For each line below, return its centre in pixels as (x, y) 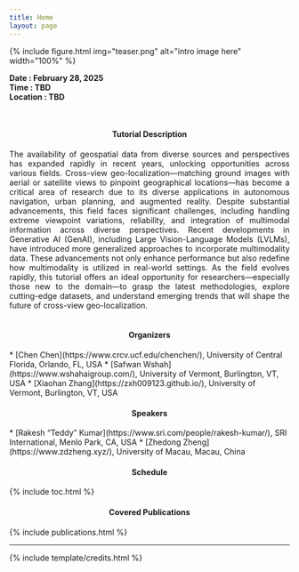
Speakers (149, 413)
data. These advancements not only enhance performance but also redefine (149, 258)
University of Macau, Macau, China (181, 452)
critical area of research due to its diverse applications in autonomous (149, 191)
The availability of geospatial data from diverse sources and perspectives (149, 154)
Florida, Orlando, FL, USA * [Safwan (75, 364)
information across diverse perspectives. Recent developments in (149, 230)
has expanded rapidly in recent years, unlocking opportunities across (149, 163)
